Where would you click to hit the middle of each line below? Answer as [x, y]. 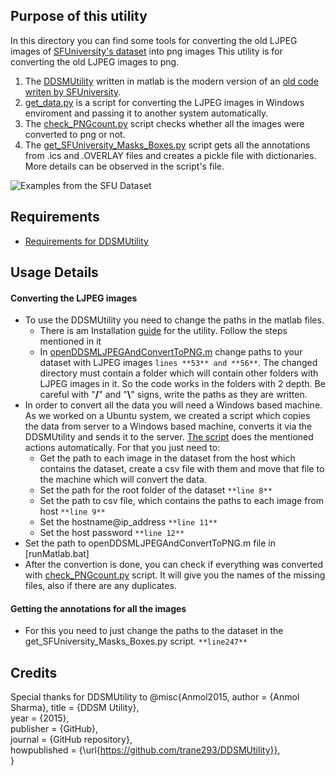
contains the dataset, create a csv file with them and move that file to [182, 469]
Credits [34, 672]
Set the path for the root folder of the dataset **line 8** [156, 490]
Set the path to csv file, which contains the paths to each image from [182, 501]
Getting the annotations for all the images [98, 608]
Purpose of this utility [79, 16]
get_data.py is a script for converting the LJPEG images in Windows [164, 102]
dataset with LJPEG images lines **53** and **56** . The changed [178, 363]
